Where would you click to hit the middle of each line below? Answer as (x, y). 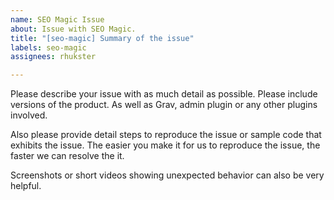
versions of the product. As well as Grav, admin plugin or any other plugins (164, 105)
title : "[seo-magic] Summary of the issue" (102, 38)
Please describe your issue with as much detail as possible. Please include (164, 94)
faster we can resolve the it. (67, 156)
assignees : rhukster (53, 57)
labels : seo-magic (48, 47)
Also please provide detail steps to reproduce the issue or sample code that (166, 135)
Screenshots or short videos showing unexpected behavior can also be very (167, 175)
